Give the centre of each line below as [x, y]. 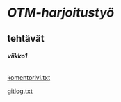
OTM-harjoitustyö [61, 13]
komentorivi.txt [29, 77]
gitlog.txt [20, 91]
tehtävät [26, 39]
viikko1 [17, 56]
